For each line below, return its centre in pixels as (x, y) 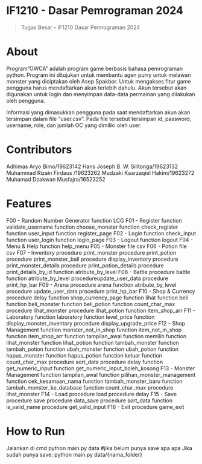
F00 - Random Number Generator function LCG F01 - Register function (94, 220)
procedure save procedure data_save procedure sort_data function (90, 400)
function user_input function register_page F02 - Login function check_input (101, 233)
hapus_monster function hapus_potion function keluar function (84, 355)
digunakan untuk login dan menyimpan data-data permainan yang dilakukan (101, 94)
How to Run (36, 431)
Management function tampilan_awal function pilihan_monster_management (101, 374)
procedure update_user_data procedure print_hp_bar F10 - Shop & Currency (101, 291)
